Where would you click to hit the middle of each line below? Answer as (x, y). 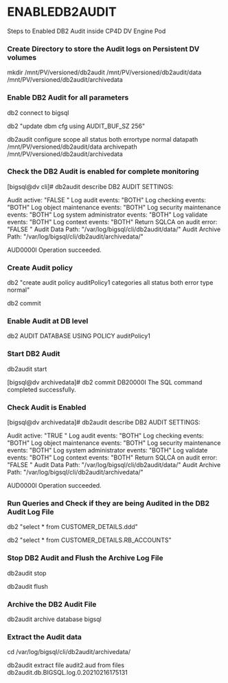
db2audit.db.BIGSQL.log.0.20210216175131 (68, 673)
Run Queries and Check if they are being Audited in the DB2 (109, 503)
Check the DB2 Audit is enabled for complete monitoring (103, 171)
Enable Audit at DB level (48, 321)
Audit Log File (31, 512)
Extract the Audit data (45, 637)
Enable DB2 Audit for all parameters (68, 98)
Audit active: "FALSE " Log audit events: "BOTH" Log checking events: (106, 199)
